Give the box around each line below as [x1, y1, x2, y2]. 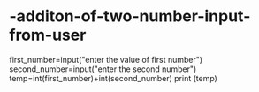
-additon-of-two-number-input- [9, 6, 251, 27]
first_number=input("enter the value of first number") [9, 54, 203, 65]
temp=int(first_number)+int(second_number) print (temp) [9, 73, 218, 83]
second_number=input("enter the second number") [9, 64, 197, 74]
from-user [9, 25, 87, 45]
